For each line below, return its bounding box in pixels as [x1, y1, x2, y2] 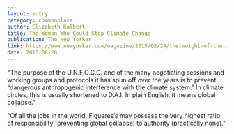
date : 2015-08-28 [7, 50, 58, 57]
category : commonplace [7, 17, 73, 24]
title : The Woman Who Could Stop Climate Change [7, 29, 151, 37]
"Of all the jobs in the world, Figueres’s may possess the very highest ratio [7, 111, 221, 119]
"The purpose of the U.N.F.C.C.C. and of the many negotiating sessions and [7, 68, 225, 77]
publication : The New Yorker [7, 36, 92, 43]
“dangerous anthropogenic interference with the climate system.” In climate [7, 83, 224, 91]
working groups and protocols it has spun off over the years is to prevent [7, 75, 217, 84]
